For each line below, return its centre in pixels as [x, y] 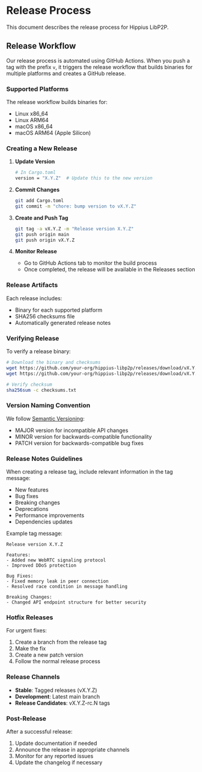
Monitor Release [36, 252]
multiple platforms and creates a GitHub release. [66, 73]
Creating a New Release [42, 148]
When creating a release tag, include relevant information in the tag [90, 472]
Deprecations [32, 509]
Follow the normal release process [57, 661]
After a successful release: [39, 731]
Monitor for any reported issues [54, 756]
